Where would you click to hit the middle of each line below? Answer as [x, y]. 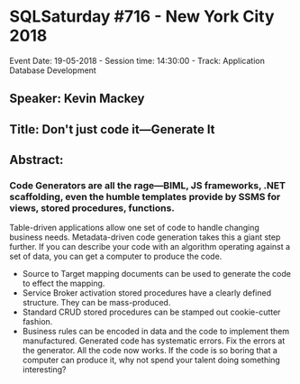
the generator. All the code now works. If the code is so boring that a [150, 351]
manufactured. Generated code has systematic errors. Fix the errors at [154, 341]
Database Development [53, 70]
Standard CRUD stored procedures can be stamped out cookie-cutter [151, 312]
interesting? [44, 370]
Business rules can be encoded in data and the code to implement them [156, 332]
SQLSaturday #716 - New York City [142, 17]
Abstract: [36, 160]
